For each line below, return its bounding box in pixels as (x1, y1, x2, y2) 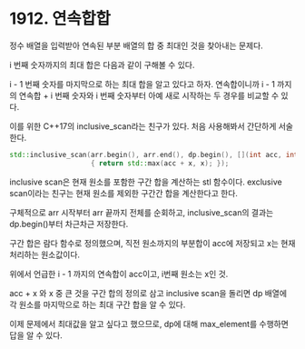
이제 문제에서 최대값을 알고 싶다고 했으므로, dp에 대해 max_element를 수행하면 (9, 318, 289, 329)
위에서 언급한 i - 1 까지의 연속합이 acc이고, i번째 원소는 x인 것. (9, 268, 229, 279)
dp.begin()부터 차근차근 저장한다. (9, 218, 129, 229)
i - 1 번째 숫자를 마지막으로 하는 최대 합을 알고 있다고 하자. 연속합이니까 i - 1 (9, 78, 275, 89)
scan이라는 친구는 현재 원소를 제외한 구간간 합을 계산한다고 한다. (9, 187, 239, 198)
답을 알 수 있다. (9, 329, 64, 341)
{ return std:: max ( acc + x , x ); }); (90, 158, 230, 168)
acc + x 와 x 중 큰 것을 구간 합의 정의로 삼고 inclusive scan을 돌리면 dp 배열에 (9, 287, 288, 298)
